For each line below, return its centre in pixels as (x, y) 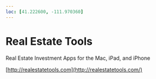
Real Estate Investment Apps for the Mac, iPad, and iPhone (78, 58)
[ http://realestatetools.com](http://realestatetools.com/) (74, 69)
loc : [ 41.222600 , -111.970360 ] (45, 12)
